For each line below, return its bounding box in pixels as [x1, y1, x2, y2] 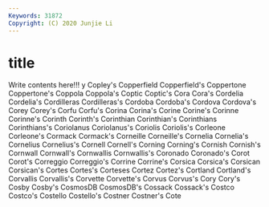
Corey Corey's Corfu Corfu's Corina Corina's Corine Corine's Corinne [8, 106, 239, 116]
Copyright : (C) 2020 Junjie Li [8, 19, 113, 27]
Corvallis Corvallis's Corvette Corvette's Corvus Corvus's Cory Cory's [8, 174, 241, 184]
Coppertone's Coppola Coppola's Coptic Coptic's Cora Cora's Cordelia [8, 89, 243, 99]
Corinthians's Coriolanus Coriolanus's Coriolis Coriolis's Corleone [8, 123, 226, 132]
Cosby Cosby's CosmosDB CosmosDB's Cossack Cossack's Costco [8, 182, 235, 193]
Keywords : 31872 [8, 11, 63, 20]
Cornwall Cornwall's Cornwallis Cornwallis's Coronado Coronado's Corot [8, 148, 251, 158]
